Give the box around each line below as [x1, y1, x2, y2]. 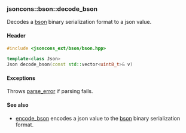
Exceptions [7, 74, 35, 82]
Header [7, 32, 26, 39]
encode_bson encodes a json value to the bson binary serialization [15, 115, 181, 122]
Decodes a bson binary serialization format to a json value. [7, 18, 152, 26]
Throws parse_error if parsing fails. [7, 88, 93, 95]
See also [7, 101, 29, 109]
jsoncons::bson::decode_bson [7, 5, 98, 13]
